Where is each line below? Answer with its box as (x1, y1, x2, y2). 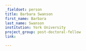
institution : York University (5, 25, 66, 30)
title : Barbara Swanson (5, 12, 53, 17)
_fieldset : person (5, 7, 42, 12)
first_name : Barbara (5, 16, 47, 21)
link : (5, 34, 16, 39)
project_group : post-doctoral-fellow (5, 30, 81, 34)
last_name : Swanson (5, 20, 44, 26)
